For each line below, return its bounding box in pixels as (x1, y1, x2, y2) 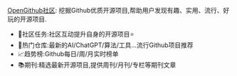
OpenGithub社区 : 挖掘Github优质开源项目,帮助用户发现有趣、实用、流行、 (7, 6, 223, 14)
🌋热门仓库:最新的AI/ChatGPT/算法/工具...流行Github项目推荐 (17, 41, 194, 49)
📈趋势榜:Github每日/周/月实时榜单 (17, 50, 119, 58)
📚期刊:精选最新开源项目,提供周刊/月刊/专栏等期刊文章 (17, 61, 177, 69)
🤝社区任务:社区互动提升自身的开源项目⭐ (17, 30, 135, 38)
